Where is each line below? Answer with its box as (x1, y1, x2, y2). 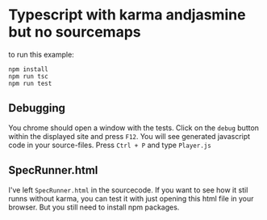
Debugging (8, 101, 66, 115)
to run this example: (8, 49, 74, 59)
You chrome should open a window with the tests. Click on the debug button (8, 123, 260, 133)
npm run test (8, 79, 52, 87)
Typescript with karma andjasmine (8, 6, 246, 24)
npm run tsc (8, 72, 48, 80)
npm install (8, 65, 48, 74)
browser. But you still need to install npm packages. (8, 202, 180, 212)
